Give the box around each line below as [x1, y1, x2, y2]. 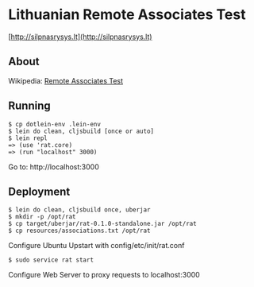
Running [8, 99, 52, 113]
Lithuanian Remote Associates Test [8, 6, 246, 24]
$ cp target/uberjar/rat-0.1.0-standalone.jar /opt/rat [8, 220, 197, 228]
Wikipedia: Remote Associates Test [8, 76, 124, 85]
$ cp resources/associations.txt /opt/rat [8, 227, 151, 235]
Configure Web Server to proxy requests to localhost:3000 [8, 270, 200, 280]
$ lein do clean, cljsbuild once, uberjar [8, 206, 151, 214]
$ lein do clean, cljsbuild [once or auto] [8, 127, 155, 135]
